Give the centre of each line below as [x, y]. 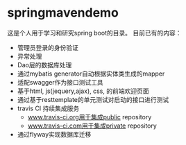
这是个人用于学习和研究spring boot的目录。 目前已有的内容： [94, 33]
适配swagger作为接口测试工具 [60, 82]
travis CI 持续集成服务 [48, 108]
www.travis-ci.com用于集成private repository [92, 126]
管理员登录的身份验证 [48, 47]
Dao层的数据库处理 [44, 65]
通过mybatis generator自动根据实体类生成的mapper [91, 74]
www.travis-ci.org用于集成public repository [90, 117]
